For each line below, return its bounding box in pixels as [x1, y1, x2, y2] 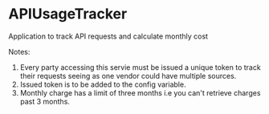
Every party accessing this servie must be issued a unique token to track [19, 62, 261, 72]
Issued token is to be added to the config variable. [19, 79, 186, 89]
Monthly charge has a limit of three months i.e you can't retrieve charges [19, 88, 261, 97]
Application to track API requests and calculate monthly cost [8, 31, 209, 41]
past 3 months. [19, 96, 71, 106]
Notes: [8, 47, 31, 56]
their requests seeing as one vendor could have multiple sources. [19, 71, 237, 80]
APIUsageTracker [8, 5, 128, 23]
